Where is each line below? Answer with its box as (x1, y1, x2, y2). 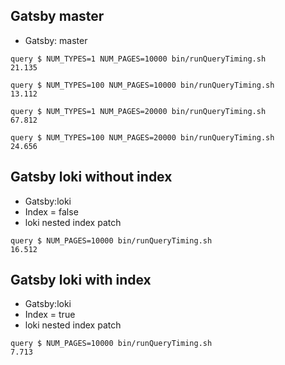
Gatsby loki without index (10, 169, 173, 186)
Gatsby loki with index (10, 272, 152, 289)
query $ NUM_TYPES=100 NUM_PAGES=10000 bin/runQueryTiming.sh (10, 80, 275, 90)
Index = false (24, 205, 79, 218)
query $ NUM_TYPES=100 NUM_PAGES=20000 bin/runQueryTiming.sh (10, 132, 275, 143)
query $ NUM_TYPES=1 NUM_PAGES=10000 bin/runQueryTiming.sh (10, 54, 267, 64)
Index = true (24, 309, 76, 321)
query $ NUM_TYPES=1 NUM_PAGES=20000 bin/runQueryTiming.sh (10, 106, 267, 116)
